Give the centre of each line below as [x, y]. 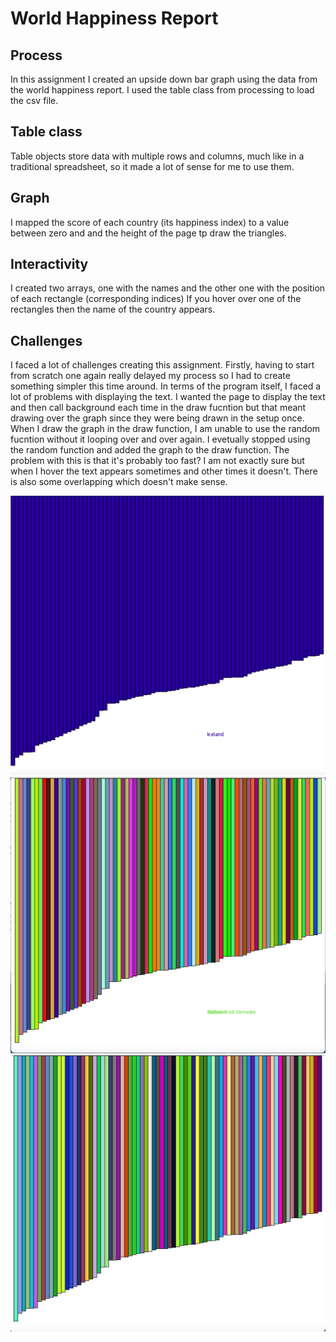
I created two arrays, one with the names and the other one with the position [168, 288]
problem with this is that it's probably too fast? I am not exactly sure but [157, 461]
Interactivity [49, 264]
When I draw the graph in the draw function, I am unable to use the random [165, 429]
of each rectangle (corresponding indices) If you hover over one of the [156, 299]
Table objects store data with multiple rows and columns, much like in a [157, 156]
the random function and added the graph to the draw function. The [150, 450]
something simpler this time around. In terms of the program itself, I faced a [166, 386]
